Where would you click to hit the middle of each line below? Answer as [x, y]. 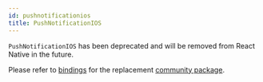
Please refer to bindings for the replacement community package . [117, 69]
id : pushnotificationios [50, 16]
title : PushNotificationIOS [55, 23]
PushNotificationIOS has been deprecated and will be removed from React [132, 45]
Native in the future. [41, 54]
